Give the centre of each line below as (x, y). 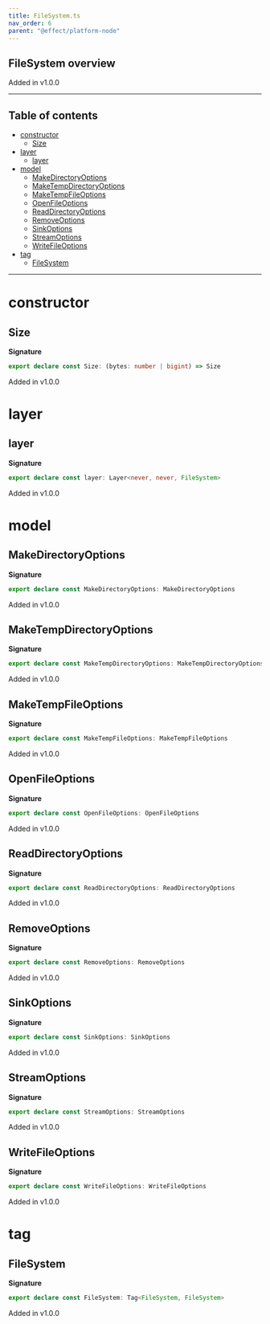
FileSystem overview (62, 63)
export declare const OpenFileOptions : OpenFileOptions (104, 813)
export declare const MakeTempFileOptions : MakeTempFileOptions (118, 739)
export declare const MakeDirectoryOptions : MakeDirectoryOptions (122, 589)
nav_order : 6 (30, 23)
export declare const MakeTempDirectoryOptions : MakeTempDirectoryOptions (136, 664)
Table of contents (53, 115)
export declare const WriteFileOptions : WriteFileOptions (107, 1187)
